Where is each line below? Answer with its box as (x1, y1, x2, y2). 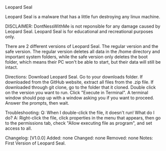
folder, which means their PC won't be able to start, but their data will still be (5, 59, 161, 65)
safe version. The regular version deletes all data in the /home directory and (5, 49, 160, 54)
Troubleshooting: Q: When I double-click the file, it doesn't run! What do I (5, 110, 155, 115)
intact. (5, 64, 18, 70)
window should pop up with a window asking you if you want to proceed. (5, 95, 155, 101)
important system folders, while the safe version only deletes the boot (5, 54, 148, 60)
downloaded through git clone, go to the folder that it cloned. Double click (5, 84, 156, 90)
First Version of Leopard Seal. (5, 140, 66, 146)
